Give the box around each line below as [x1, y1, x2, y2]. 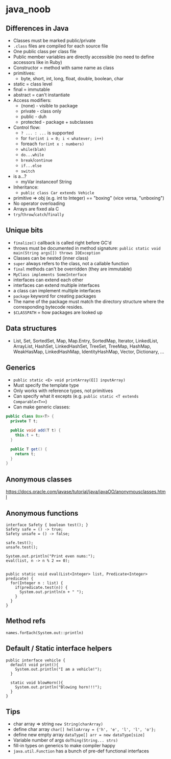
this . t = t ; [15, 433, 40, 438]
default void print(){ [10, 662, 59, 668]
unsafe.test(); [6, 544, 38, 550]
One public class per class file [13, 49, 77, 54]
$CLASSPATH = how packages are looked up [13, 309, 103, 315]
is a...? [13, 173, 27, 179]
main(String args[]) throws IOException [13, 250, 101, 256]
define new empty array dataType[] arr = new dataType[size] [13, 732, 145, 738]
